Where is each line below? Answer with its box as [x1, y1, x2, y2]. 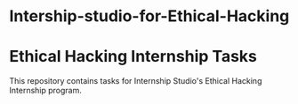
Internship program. [9, 85, 82, 96]
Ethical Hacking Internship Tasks [9, 47, 258, 67]
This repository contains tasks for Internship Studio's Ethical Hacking [9, 76, 262, 86]
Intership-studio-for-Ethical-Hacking [9, 6, 290, 26]
